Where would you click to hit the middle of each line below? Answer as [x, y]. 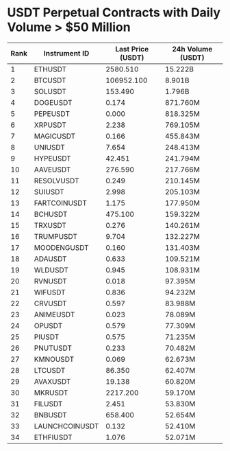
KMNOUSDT [54, 359]
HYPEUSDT [53, 158]
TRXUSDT [50, 225]
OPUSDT [48, 325]
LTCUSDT [50, 370]
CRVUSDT [50, 303]
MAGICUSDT [55, 136]
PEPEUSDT [52, 113]
